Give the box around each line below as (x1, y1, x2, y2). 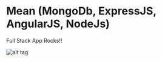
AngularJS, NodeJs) (6, 17, 110, 31)
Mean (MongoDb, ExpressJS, (6, 4, 157, 18)
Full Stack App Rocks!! (6, 37, 62, 44)
